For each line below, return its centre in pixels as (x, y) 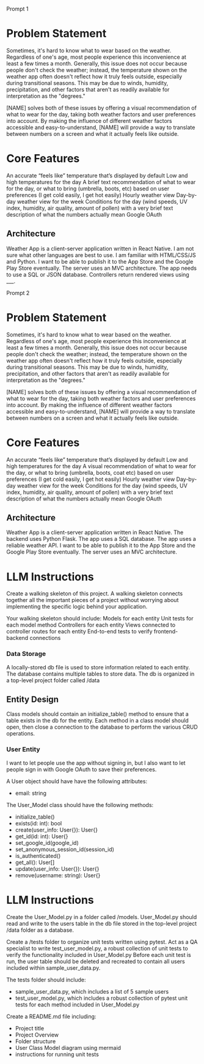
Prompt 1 (17, 9)
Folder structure (35, 1041)
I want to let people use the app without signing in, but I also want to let (96, 763)
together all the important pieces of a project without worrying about (93, 600)
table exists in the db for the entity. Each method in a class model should (98, 721)
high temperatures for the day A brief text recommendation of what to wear (101, 182)
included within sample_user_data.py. (53, 968)
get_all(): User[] (35, 862)
